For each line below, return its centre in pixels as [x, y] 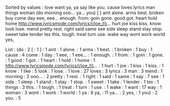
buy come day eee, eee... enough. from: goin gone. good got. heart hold [81, 18]
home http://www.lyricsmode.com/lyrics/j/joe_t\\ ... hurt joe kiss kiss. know [83, 23]
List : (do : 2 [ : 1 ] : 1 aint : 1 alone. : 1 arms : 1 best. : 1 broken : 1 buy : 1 [79, 49]
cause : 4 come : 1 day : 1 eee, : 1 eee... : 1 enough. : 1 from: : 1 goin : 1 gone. [85, 55]
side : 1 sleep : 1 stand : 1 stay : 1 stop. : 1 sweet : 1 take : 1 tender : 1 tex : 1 [82, 82]
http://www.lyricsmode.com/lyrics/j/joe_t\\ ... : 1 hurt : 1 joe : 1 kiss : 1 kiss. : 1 [84, 66]
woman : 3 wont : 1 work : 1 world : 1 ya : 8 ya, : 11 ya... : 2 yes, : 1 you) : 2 [82, 93]
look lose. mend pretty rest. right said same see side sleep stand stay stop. [84, 29]
